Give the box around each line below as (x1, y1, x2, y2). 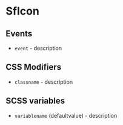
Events (5, 29, 33, 39)
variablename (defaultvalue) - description (14, 112, 118, 119)
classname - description (14, 78, 73, 86)
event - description (14, 44, 62, 52)
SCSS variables (5, 96, 65, 106)
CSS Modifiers (5, 62, 62, 72)
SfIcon (5, 4, 40, 18)
